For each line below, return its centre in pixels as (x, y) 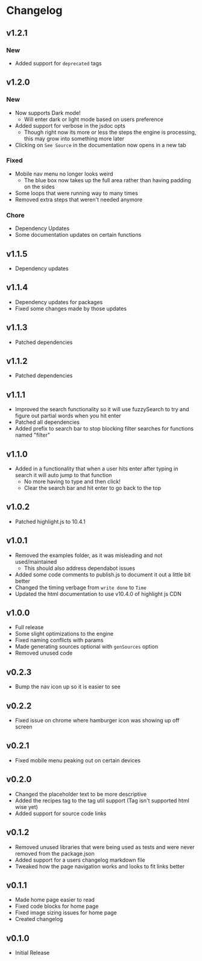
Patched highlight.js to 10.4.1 (50, 521)
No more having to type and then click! (72, 481)
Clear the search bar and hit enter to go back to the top (93, 488)
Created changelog (39, 919)
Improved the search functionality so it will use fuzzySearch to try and (102, 409)
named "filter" (32, 435)
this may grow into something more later (74, 138)
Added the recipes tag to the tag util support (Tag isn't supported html (102, 801)
